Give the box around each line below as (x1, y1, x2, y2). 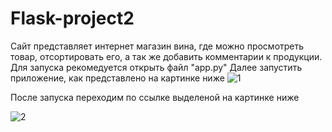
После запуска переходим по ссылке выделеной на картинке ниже (10, 91, 300, 103)
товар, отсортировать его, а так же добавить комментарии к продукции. (10, 50, 323, 62)
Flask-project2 (10, 7, 135, 30)
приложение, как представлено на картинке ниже (10, 72, 225, 84)
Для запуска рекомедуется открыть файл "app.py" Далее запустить (10, 61, 303, 73)
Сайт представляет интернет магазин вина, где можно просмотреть (10, 40, 305, 52)
